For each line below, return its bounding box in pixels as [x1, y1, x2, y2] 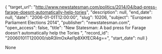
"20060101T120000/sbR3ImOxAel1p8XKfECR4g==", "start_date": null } [5, 35, 148, 41]
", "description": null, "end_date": [86, 9, 153, 15]
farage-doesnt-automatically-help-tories [5, 9, 87, 15]
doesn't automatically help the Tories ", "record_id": [5, 30, 109, 36]
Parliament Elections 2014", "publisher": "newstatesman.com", [5, 19, 131, 25]
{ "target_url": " [5, 4, 36, 10]
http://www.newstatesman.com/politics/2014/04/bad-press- [35, 4, 157, 10]
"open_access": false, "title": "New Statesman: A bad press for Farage [5, 25, 146, 31]
